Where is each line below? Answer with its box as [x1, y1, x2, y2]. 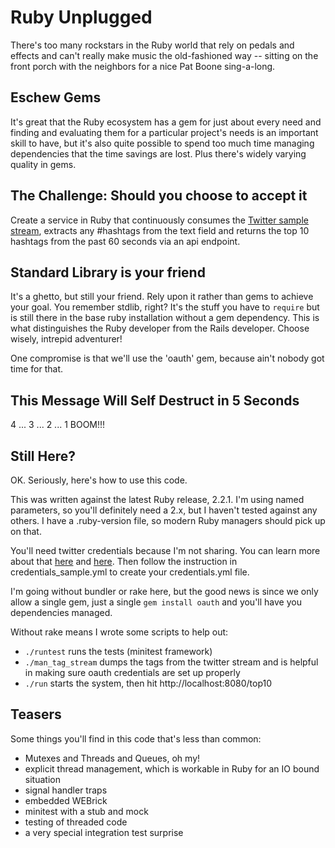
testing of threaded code [24, 816, 128, 828]
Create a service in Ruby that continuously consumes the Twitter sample [10, 214, 309, 226]
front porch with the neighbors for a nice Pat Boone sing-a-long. [10, 60, 276, 72]
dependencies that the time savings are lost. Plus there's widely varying [10, 147, 307, 160]
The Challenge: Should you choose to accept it [10, 187, 308, 205]
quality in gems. [10, 158, 77, 170]
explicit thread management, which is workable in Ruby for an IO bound [24, 762, 320, 775]
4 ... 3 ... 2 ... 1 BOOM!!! [10, 419, 106, 431]
